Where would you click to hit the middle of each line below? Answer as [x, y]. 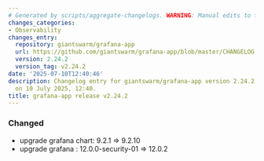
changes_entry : [33, 37]
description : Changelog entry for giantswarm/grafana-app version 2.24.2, [133, 81]
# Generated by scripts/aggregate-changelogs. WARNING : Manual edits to [130, 15]
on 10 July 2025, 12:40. [56, 88]
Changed [26, 123]
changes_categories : [42, 23]
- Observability [35, 30]
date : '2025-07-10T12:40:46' [56, 74]
